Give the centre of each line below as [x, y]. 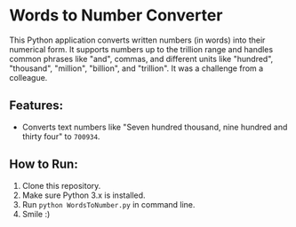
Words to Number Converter [116, 16]
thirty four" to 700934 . [61, 136]
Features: [36, 106]
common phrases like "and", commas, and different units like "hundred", [141, 59]
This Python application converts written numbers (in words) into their [137, 40]
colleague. [28, 77]
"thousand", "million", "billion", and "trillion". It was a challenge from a [136, 68]
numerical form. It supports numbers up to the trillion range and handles [141, 49]
